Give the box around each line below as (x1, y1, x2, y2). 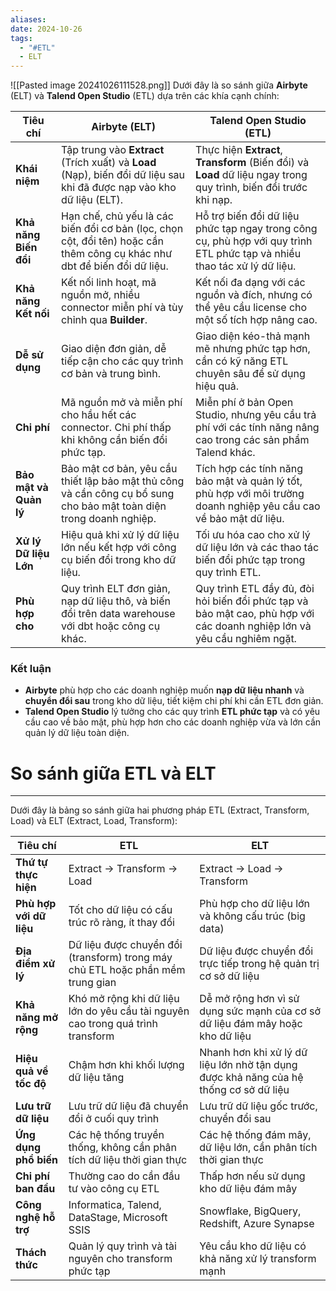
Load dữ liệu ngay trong (195, 168, 308, 182)
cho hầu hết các (61, 408, 137, 422)
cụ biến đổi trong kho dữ (61, 553, 177, 567)
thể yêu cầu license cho (195, 301, 308, 315)
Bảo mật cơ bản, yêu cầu (61, 462, 178, 476)
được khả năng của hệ (199, 1071, 304, 1085)
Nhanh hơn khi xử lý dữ (199, 1046, 308, 1060)
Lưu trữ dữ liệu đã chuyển (68, 1099, 189, 1113)
